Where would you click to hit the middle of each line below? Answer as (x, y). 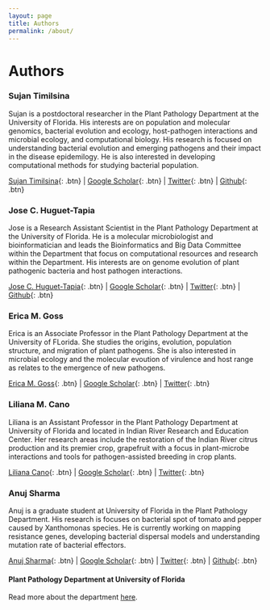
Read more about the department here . (73, 597)
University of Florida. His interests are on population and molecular (119, 122)
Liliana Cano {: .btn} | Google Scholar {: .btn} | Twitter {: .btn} (106, 472)
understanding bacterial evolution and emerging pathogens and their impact (135, 148)
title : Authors (34, 23)
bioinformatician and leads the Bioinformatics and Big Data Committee (125, 245)
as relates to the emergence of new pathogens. (87, 368)
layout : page (30, 16)
